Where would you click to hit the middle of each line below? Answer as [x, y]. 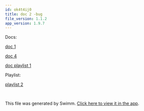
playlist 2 [14, 85]
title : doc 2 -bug [24, 14]
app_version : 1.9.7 [25, 23]
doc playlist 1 [18, 66]
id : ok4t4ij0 [18, 10]
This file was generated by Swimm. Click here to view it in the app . [72, 104]
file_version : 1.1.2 [26, 19]
